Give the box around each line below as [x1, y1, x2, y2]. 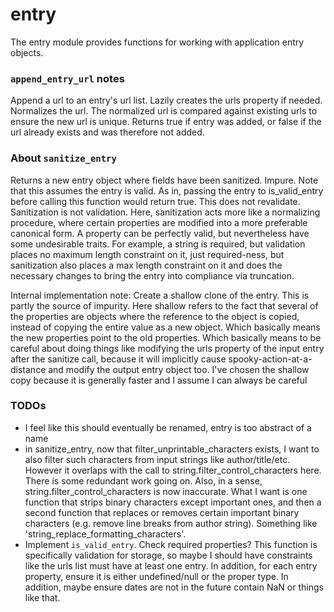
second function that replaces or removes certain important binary [24, 506, 300, 518]
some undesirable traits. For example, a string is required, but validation [10, 238, 306, 250]
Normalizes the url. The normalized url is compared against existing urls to [10, 105, 318, 117]
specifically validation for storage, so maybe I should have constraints [24, 549, 313, 561]
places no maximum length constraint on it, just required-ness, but [10, 248, 285, 260]
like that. [24, 591, 61, 603]
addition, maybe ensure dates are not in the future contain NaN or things [24, 581, 324, 593]
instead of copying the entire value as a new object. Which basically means [10, 321, 321, 333]
